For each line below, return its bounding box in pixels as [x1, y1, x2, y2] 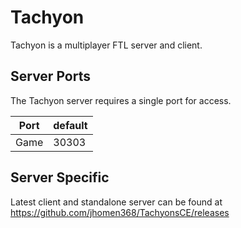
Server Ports [10, 68, 91, 85]
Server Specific [10, 169, 110, 186]
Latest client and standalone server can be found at [10, 196, 223, 208]
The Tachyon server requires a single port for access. [10, 94, 232, 106]
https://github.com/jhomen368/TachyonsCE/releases [10, 206, 230, 218]
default [53, 118, 88, 132]
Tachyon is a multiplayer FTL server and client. [10, 39, 203, 51]
